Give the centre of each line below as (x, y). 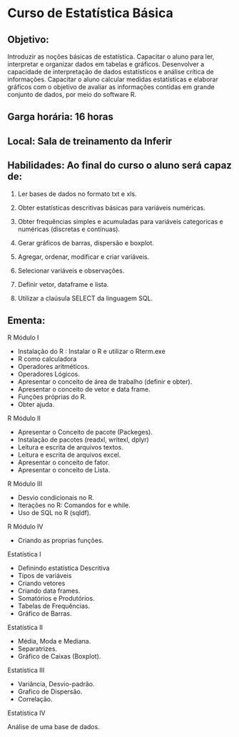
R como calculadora (47, 359)
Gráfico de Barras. (45, 614)
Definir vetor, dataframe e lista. (63, 284)
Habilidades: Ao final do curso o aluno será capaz (119, 166)
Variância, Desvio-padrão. (56, 684)
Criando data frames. (49, 591)
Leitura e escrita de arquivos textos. (70, 447)
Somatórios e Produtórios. (56, 599)
